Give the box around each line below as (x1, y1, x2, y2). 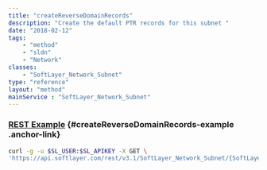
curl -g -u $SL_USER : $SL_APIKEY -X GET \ (8, 147, 148, 155)
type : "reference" (8, 78, 69, 86)
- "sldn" (22, 48, 52, 56)
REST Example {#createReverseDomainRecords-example (8, 119, 234, 130)
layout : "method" (8, 85, 66, 94)
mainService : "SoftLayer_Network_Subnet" (8, 93, 151, 101)
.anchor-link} (8, 129, 61, 140)
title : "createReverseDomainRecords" (8, 11, 133, 20)
